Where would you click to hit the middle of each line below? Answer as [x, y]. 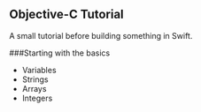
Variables [39, 70]
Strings [35, 79]
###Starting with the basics [60, 53]
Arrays [34, 88]
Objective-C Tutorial [66, 15]
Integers [37, 98]
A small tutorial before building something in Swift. [101, 35]
